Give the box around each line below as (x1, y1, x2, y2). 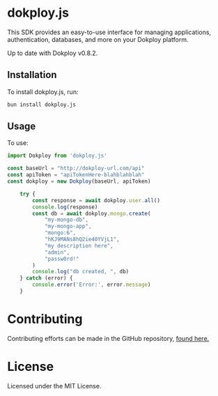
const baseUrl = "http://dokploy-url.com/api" (7, 165, 145, 172)
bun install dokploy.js (7, 101, 77, 108)
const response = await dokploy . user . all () (32, 197, 160, 204)
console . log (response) (32, 204, 98, 211)
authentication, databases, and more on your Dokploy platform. (7, 35, 189, 43)
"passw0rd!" (44, 255, 79, 262)
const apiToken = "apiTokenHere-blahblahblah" (7, 172, 145, 178)
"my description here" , (44, 242, 114, 249)
